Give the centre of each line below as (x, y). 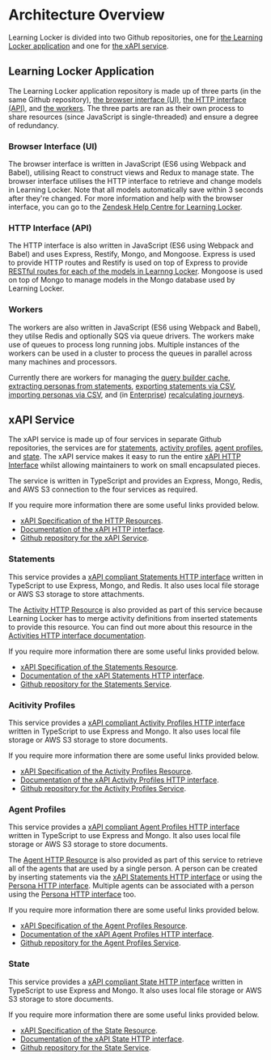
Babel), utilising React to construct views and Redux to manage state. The (131, 172)
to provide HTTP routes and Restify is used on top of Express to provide (128, 263)
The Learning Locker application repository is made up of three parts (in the (135, 91)
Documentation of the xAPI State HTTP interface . (102, 1039)
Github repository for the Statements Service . (96, 684)
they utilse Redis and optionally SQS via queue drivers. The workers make (131, 336)
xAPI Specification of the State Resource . (89, 1030)
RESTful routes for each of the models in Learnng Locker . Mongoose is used (135, 271)
